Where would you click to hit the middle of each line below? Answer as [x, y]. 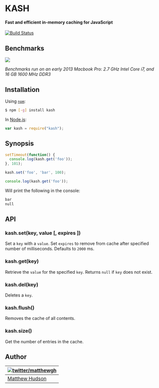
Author [16, 357]
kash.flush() [20, 308]
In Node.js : [16, 119]
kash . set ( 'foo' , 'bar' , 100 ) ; [36, 173]
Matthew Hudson [27, 379]
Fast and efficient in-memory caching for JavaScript [59, 22]
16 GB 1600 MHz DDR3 [28, 74]
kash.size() [19, 331]
